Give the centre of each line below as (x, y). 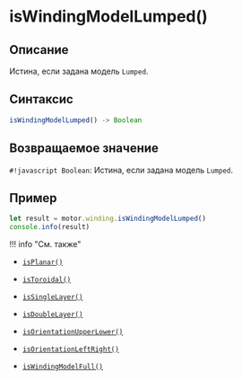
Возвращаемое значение (84, 149)
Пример (33, 198)
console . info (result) (50, 227)
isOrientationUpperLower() (73, 332)
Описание (39, 50)
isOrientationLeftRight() (70, 349)
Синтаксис (41, 99)
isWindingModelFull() (62, 367)
